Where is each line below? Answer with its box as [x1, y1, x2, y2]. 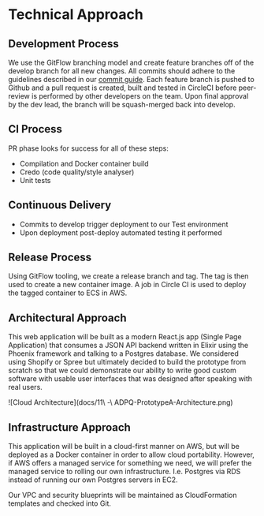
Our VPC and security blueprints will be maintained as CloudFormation [8, 491, 237, 500]
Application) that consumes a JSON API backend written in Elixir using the [8, 341, 249, 350]
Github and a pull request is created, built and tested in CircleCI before [8, 83, 237, 92]
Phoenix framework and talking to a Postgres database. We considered [8, 349, 239, 358]
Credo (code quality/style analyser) [19, 167, 135, 177]
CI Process [8, 122, 63, 136]
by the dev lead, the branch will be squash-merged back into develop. [8, 100, 236, 109]
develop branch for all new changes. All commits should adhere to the [8, 66, 236, 76]
